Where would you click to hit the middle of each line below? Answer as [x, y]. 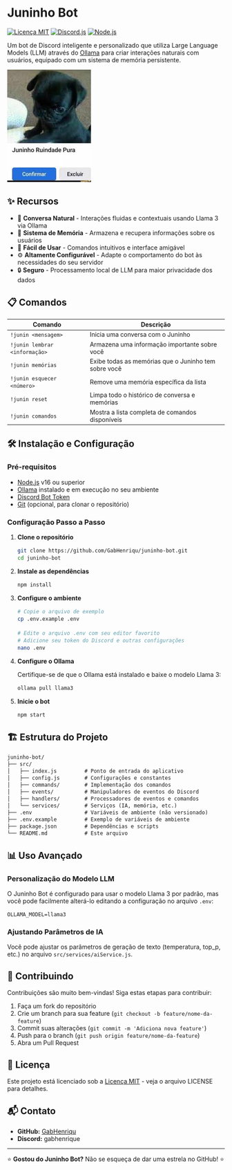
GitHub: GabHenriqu [47, 1131]
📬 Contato [32, 1111]
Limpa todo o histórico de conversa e [142, 395]
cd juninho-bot [39, 558]
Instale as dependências [53, 571]
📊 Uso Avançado [45, 855]
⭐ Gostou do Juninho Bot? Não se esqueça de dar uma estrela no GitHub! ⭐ [116, 1159]
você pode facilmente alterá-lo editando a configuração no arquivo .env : [110, 901]
